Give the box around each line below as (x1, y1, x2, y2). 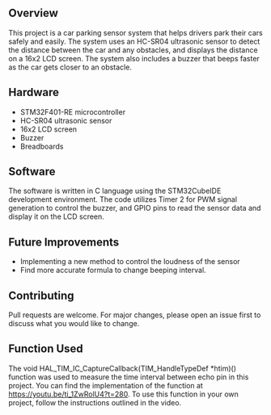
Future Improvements (8, 235, 120, 249)
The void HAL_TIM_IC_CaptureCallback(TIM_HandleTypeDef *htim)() (8, 363, 237, 373)
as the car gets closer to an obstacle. (8, 62, 132, 72)
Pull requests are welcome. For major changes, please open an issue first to (8, 310, 261, 320)
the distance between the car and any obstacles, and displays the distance (8, 44, 258, 55)
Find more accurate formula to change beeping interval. (19, 266, 206, 275)
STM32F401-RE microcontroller (19, 107, 126, 116)
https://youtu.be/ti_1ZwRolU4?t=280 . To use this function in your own (8, 389, 239, 399)
